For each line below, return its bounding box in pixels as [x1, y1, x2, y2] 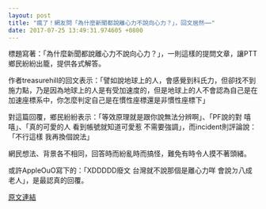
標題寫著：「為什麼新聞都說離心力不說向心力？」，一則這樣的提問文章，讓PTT [8, 49, 258, 59]
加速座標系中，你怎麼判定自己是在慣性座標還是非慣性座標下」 [8, 96, 210, 105]
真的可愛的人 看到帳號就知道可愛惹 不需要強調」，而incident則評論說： [28, 122, 257, 131]
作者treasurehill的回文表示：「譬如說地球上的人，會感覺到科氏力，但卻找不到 [8, 76, 256, 85]
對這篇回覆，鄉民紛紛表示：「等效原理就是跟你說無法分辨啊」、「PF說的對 [8, 112, 243, 122]
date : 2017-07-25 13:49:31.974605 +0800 [8, 26, 144, 34]
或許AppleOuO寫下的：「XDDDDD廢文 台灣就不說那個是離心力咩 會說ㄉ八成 [8, 165, 253, 175]
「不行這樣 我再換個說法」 [8, 132, 93, 142]
